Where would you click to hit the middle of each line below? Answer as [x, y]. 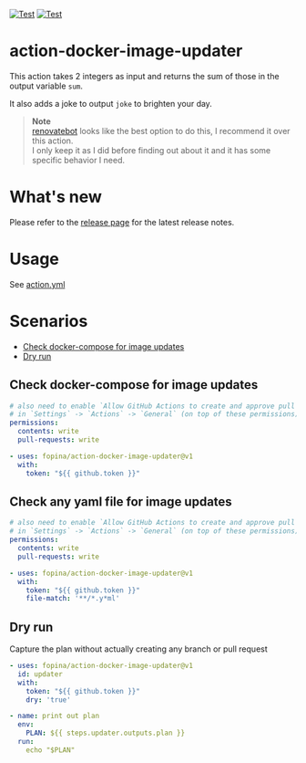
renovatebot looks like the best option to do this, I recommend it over [161, 131]
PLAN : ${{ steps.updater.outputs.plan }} [105, 733]
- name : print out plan [55, 716]
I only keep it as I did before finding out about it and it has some [151, 150]
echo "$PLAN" [51, 750]
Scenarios [49, 321]
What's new [56, 197]
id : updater [41, 674]
